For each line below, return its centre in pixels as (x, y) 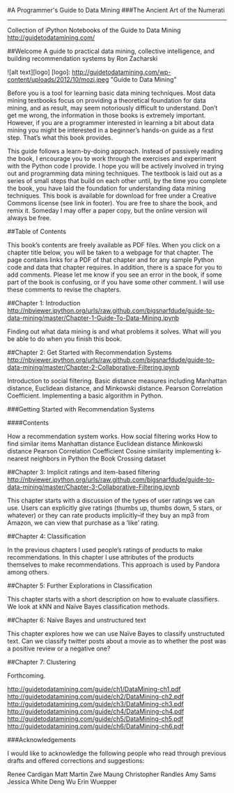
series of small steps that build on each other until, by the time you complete (117, 181)
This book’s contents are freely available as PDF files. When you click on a (114, 245)
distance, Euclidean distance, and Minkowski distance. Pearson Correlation (115, 388)
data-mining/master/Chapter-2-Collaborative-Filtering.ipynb (93, 367)
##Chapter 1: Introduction (44, 303)
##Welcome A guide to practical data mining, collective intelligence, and (111, 51)
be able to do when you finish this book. (65, 339)
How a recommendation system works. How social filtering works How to (112, 436)
